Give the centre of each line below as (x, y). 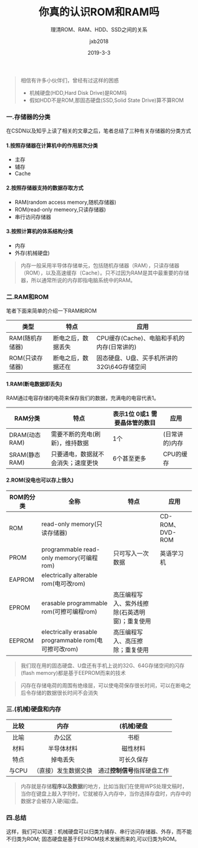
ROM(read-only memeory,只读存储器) (60, 209)
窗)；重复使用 (132, 621)
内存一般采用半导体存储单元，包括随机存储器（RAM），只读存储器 (100, 265)
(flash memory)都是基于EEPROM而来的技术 (73, 673)
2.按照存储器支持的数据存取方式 (45, 188)
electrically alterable (69, 575)
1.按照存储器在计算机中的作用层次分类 (52, 145)
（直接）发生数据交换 (63, 770)
